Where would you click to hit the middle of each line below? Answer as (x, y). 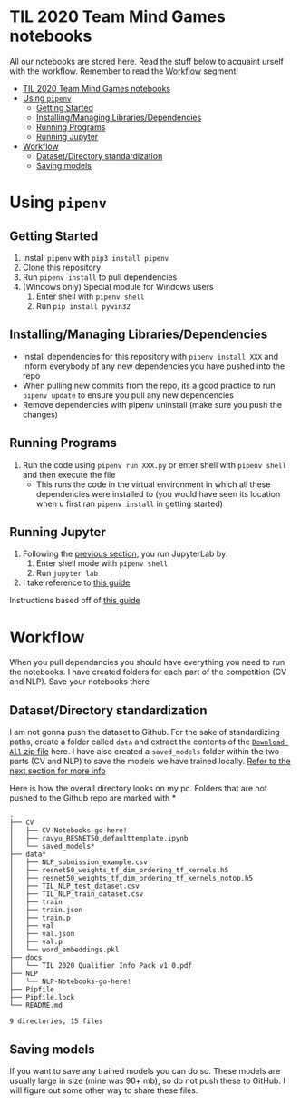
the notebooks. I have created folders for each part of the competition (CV (148, 672)
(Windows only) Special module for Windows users (118, 286)
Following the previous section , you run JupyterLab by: (125, 554)
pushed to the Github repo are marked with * (93, 798)
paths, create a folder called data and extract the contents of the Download (147, 742)
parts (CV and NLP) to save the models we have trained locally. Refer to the (150, 762)
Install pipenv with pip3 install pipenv (96, 257)
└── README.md (36, 1006)
